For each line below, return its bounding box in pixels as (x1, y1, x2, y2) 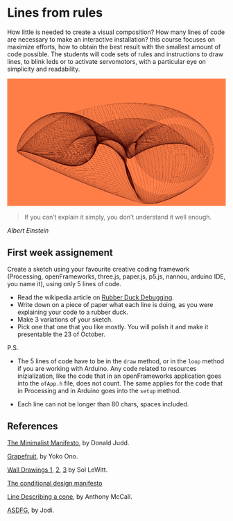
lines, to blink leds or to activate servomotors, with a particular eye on (7, 57, 207, 65)
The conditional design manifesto (7, 479, 103, 488)
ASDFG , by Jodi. (7, 506, 54, 515)
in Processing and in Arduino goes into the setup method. (17, 387, 182, 395)
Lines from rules (7, 5, 103, 21)
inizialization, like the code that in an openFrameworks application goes (17, 372, 222, 380)
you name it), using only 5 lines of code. (7, 280, 121, 288)
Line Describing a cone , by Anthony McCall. (7, 493, 133, 501)
